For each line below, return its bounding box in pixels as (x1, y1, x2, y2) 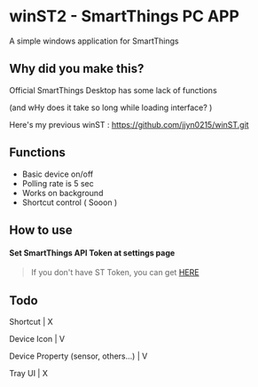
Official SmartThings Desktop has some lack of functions (9, 84, 217, 95)
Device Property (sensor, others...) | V (9, 351, 148, 361)
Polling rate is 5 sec (21, 178, 95, 188)
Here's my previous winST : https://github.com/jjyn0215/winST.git (9, 119, 250, 130)
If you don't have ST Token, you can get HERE (30, 267, 199, 278)
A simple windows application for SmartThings (9, 36, 179, 46)
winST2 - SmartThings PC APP (9, 6, 239, 27)
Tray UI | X (9, 367, 49, 378)
